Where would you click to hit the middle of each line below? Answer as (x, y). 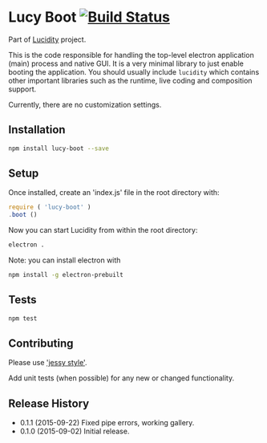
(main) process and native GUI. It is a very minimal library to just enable (126, 63)
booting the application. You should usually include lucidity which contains (134, 71)
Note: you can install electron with (65, 260)
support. (22, 89)
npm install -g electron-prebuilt (66, 275)
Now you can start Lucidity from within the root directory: (103, 230)
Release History (49, 403)
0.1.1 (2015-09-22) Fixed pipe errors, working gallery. (107, 423)
